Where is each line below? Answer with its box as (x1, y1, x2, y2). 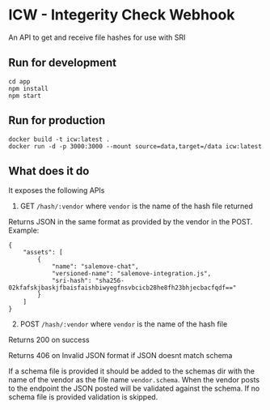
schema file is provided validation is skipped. (8, 392, 158, 402)
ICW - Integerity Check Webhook (8, 6, 235, 24)
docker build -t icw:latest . (8, 135, 111, 143)
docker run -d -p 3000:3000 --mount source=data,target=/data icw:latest (8, 142, 263, 151)
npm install (8, 84, 49, 92)
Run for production (8, 113, 106, 127)
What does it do (8, 164, 90, 177)
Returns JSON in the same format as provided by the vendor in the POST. (8, 217, 253, 227)
